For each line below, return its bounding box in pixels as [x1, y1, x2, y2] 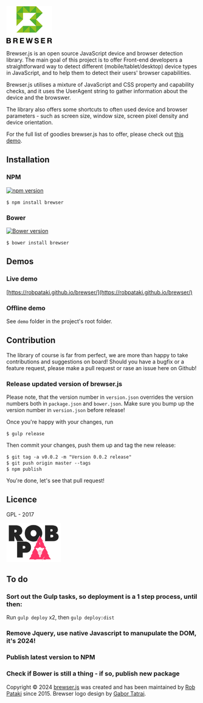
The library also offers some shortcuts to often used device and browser [6, 106, 188, 113]
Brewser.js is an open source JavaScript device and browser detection [6, 50, 184, 57]
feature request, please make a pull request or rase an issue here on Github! [6, 364, 197, 371]
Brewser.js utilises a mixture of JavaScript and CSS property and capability [6, 81, 194, 88]
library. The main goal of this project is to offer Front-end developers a [6, 56, 182, 63]
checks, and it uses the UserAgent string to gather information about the [6, 88, 188, 95]
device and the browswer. [6, 94, 71, 101]
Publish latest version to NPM [6, 653, 95, 662]
